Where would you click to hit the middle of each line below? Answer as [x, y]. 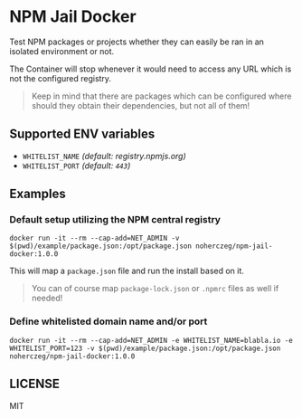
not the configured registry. [60, 78]
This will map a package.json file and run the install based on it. [127, 271]
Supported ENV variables [82, 134]
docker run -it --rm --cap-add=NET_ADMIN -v [94, 238]
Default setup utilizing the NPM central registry [115, 220]
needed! [47, 298]
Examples [38, 194]
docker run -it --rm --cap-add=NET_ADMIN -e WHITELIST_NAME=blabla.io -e [151, 340]
